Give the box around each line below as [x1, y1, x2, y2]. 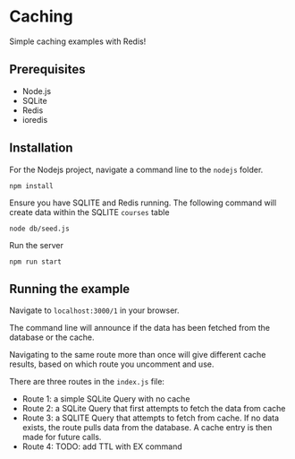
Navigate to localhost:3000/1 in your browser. [9, 305, 180, 316]
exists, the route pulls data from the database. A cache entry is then [21, 422, 273, 433]
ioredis [21, 114, 48, 125]
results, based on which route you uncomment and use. [9, 359, 215, 369]
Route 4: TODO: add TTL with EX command [21, 441, 182, 452]
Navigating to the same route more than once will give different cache [9, 350, 266, 360]
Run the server [9, 239, 64, 250]
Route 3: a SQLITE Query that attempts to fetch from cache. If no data [21, 412, 280, 423]
